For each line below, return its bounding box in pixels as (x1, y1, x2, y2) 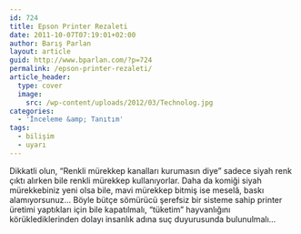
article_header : (9, 73, 71, 82)
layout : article (9, 47, 71, 56)
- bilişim (17, 132, 55, 141)
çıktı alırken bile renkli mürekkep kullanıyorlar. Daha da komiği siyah (9, 175, 262, 186)
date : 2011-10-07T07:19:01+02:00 (9, 30, 136, 39)
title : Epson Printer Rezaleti (9, 22, 128, 31)
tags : (9, 124, 30, 133)
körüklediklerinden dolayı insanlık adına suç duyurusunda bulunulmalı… (9, 213, 276, 224)
